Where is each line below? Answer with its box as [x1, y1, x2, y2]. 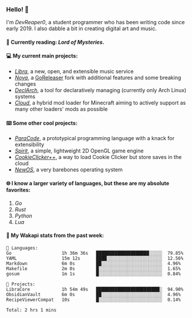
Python [14, 212, 32, 219]
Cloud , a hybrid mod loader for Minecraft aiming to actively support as [14, 99, 186, 106]
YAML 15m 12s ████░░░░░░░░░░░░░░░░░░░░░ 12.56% [6, 255, 184, 261]
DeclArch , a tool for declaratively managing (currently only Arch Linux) [14, 87, 187, 94]
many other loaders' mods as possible [14, 106, 108, 113]
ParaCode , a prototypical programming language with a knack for [14, 135, 175, 142]
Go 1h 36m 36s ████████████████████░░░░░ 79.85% [6, 250, 184, 256]
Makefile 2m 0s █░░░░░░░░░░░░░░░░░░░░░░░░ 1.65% [6, 265, 181, 271]
